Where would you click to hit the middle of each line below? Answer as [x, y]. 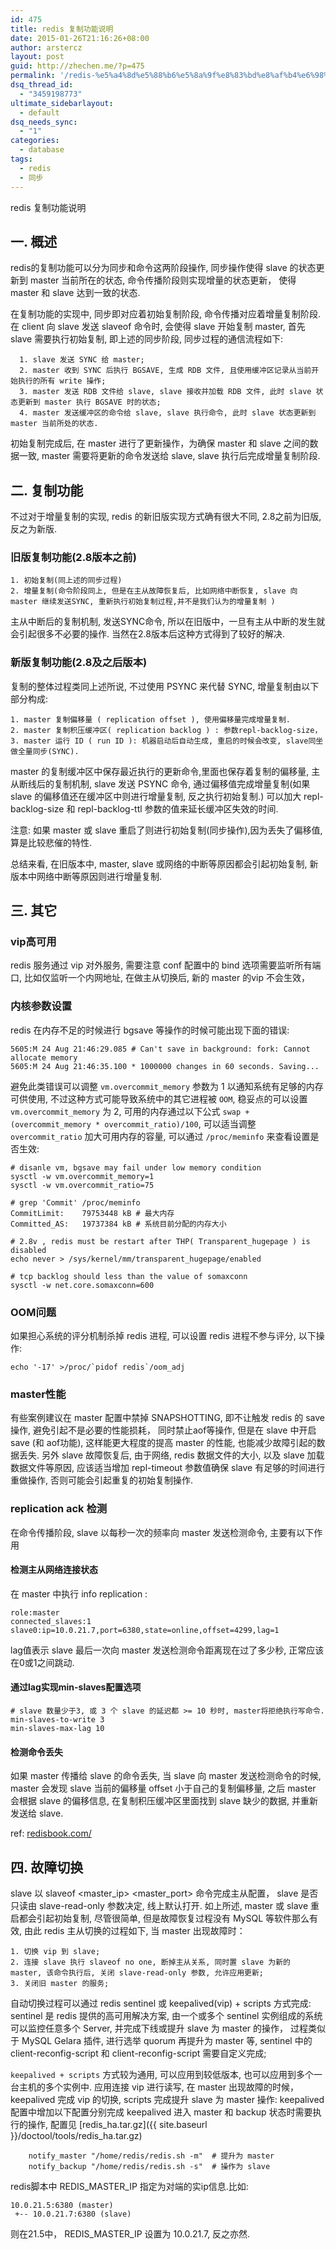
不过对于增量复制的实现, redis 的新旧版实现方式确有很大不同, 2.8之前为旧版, [166, 517]
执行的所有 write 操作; [62, 381]
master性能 [38, 1394]
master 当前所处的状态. [54, 424]
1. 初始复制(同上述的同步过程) [66, 581]
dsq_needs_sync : [44, 122]
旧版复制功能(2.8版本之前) [73, 558]
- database [42, 150]
